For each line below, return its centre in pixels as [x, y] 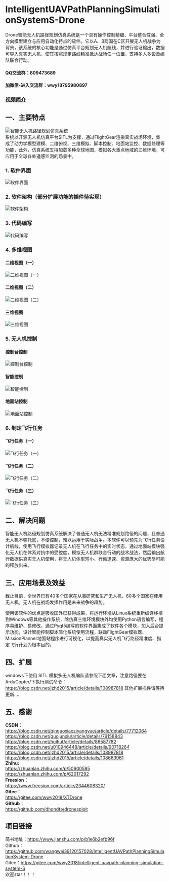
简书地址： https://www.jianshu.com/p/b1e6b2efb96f [60, 839]
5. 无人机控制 [21, 339]
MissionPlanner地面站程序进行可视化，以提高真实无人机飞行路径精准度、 [81, 638]
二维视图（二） [21, 287]
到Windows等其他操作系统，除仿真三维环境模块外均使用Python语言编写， [82, 619]
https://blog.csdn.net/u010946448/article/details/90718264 [68, 747]
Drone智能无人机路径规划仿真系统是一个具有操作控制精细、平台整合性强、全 [85, 34]
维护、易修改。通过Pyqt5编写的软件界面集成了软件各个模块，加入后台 [87, 626]
